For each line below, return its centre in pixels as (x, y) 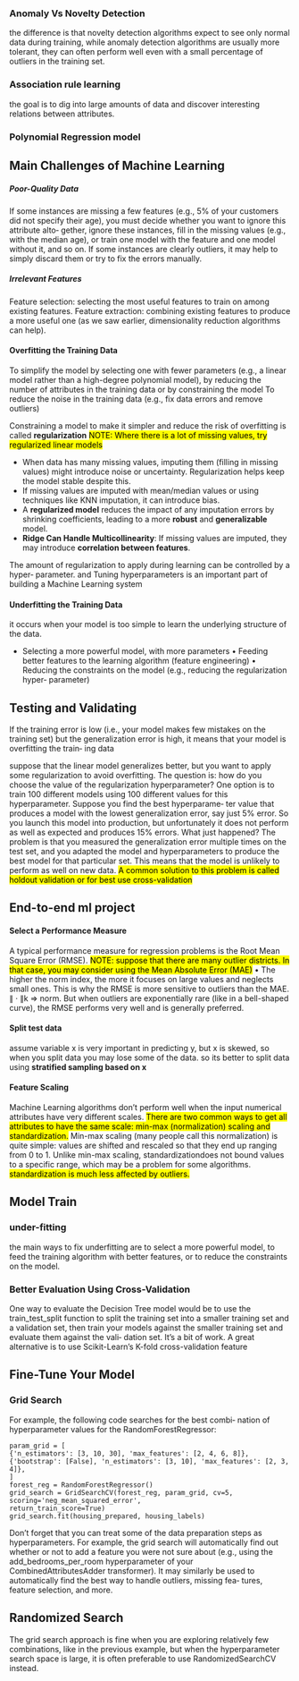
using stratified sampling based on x (78, 1066)
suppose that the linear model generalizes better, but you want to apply (141, 766)
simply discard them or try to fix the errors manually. (106, 259)
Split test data (36, 1028)
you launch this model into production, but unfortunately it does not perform (149, 823)
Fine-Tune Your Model (72, 1375)
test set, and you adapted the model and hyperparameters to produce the (145, 852)
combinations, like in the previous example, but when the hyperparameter (145, 1649)
